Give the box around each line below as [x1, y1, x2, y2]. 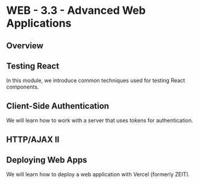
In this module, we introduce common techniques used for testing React [6, 77, 185, 84]
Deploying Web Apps [6, 154, 87, 165]
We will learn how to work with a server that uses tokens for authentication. [6, 117, 194, 124]
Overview [6, 40, 44, 51]
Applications [6, 16, 72, 30]
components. [6, 83, 39, 90]
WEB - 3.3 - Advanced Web [6, 4, 146, 17]
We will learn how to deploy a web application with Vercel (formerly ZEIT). [6, 171, 190, 178]
